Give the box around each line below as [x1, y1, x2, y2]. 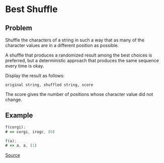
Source [5, 152, 20, 158]
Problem [5, 24, 33, 32]
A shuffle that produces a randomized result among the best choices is [5, 52, 152, 58]
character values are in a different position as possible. [5, 42, 119, 48]
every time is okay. [5, 63, 44, 69]
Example [5, 111, 33, 120]
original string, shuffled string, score [5, 82, 94, 87]
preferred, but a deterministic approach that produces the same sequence [5, 58, 159, 64]
